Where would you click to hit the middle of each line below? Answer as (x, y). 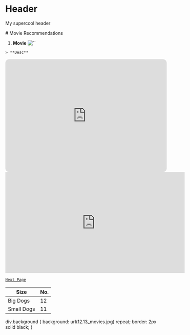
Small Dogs (22, 309)
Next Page (16, 280)
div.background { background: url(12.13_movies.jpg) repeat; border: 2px (81, 322)
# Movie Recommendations (34, 33)
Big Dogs (19, 301)
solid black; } (19, 327)
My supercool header (28, 23)
